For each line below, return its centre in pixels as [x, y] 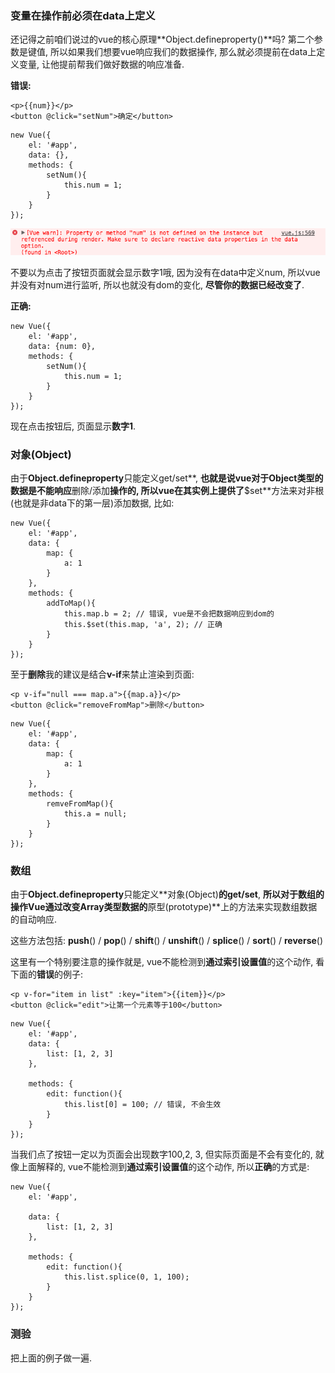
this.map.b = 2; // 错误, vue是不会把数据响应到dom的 [169, 614]
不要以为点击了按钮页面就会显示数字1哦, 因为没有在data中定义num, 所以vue [165, 272]
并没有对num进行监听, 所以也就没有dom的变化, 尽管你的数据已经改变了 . [157, 284]
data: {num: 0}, [62, 346]
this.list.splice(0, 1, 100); [126, 1277]
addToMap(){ [71, 603]
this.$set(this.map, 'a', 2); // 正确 [143, 625]
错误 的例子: [60, 974]
